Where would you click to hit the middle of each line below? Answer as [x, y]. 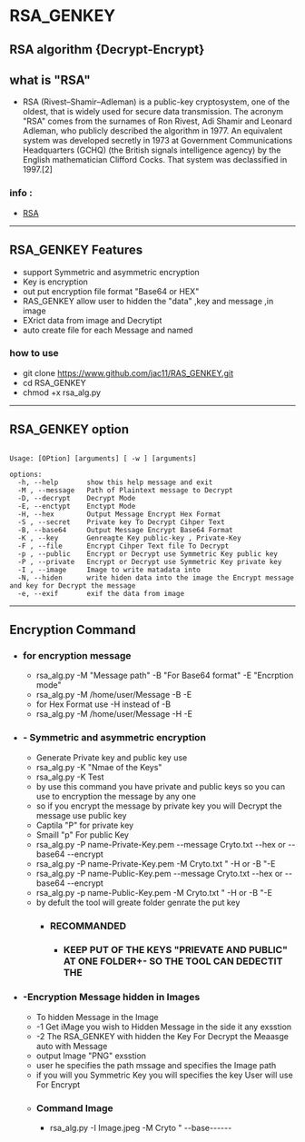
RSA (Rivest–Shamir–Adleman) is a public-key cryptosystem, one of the [156, 102]
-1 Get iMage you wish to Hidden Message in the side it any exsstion [164, 1027]
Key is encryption [55, 282]
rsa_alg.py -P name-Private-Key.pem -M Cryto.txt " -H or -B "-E [156, 863]
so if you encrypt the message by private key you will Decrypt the [159, 806]
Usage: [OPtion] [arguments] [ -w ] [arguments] [103, 458]
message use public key [81, 815]
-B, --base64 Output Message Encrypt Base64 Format [125, 530]
